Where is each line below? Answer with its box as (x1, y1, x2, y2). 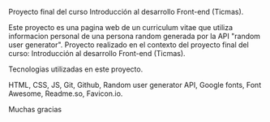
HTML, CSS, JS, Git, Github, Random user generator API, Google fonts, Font (8, 81, 262, 89)
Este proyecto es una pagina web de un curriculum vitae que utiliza (8, 23, 234, 32)
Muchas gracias (8, 105, 62, 114)
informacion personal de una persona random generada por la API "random (8, 32, 261, 41)
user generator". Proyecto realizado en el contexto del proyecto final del (8, 40, 249, 50)
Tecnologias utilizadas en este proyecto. (8, 64, 144, 74)
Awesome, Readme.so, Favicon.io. (8, 89, 123, 98)
